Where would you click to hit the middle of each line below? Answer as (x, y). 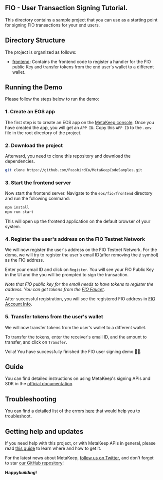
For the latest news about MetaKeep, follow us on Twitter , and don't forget (80, 458)
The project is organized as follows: (41, 52)
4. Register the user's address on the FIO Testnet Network (75, 239)
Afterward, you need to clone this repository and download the (68, 156)
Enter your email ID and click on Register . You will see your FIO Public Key (80, 270)
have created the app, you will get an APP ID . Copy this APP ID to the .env (78, 127)
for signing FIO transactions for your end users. (53, 25)
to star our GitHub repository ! (35, 463)
